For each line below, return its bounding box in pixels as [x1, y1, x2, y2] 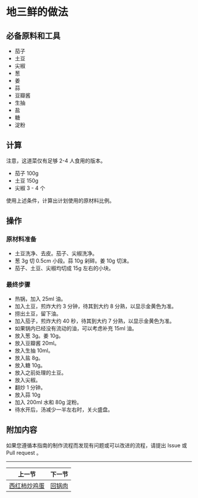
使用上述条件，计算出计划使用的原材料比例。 [6, 197, 115, 204]
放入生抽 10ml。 [14, 347, 54, 354]
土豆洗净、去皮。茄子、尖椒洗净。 [14, 249, 98, 257]
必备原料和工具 [6, 31, 61, 41]
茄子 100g [14, 170, 39, 177]
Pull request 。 [6, 449, 42, 456]
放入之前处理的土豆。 [14, 369, 67, 376]
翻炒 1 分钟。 [14, 383, 46, 390]
